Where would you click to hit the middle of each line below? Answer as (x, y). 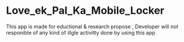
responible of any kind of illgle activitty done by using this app (81, 32)
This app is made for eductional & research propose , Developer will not (92, 26)
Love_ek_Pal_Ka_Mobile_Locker (85, 11)
